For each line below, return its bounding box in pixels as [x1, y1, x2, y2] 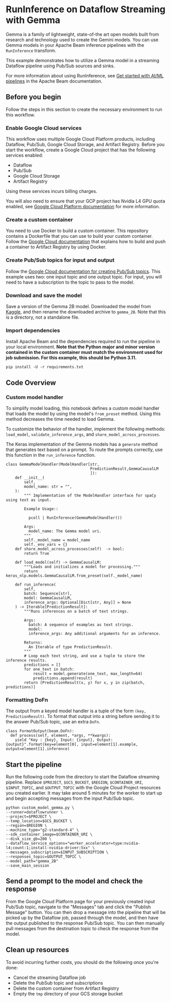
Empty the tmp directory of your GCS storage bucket [13, 990, 123, 996]
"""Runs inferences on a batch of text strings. [24, 608, 129, 614]
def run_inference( [15, 582, 56, 587]
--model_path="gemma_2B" [6, 859, 59, 864]
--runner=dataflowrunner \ [6, 810, 63, 815]
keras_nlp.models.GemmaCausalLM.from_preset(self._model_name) [6, 573, 143, 578]
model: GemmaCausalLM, [24, 595, 72, 600]
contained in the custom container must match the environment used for [6, 349, 163, 355]
